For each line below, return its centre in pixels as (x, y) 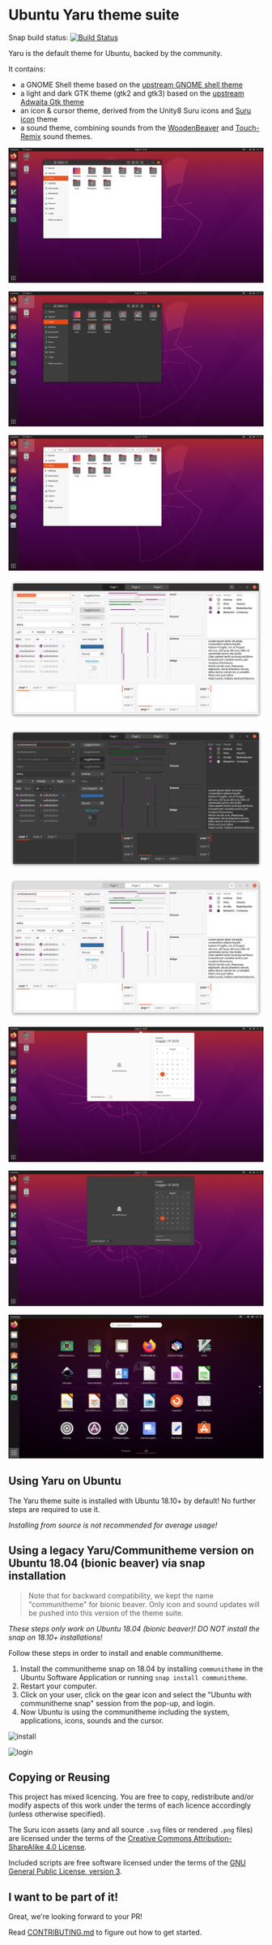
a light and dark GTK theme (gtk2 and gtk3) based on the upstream (132, 93)
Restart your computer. (58, 1686)
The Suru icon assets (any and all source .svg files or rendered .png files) (131, 1830)
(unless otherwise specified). (57, 1814)
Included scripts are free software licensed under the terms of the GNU (127, 1863)
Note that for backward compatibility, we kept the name (121, 1595)
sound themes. (68, 136)
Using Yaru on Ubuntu (65, 1481)
